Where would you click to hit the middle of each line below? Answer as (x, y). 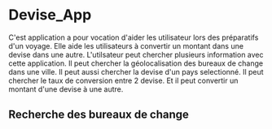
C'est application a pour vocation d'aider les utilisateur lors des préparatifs (134, 37)
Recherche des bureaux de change (99, 115)
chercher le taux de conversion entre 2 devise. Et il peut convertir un (123, 80)
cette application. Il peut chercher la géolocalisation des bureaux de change (136, 63)
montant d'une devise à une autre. (66, 89)
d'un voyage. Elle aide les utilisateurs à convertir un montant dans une (126, 45)
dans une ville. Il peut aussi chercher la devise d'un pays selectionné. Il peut (136, 71)
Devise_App (50, 15)
